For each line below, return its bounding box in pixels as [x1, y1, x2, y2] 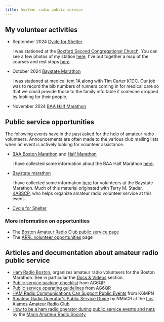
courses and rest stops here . [12, 59, 71, 65]
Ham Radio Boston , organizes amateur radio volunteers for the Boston [12, 269, 155, 275]
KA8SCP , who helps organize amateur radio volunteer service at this [12, 190, 152, 196]
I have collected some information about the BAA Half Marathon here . [12, 161, 154, 166]
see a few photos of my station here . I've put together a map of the [12, 54, 149, 59]
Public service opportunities [5, 117, 95, 126]
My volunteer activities [5, 26, 78, 34]
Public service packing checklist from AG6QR [12, 280, 105, 286]
